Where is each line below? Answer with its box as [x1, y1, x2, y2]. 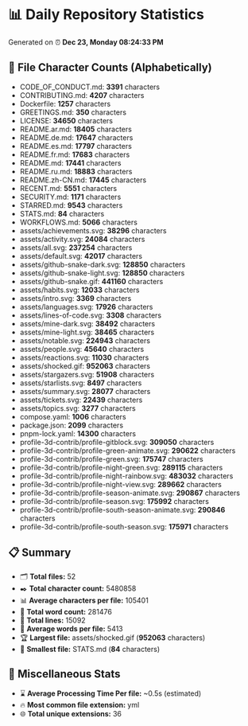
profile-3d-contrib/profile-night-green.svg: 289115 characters [19, 463, 223, 472]
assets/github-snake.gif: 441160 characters [19, 276, 164, 286]
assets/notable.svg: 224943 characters [19, 335, 151, 345]
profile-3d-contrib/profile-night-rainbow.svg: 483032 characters [19, 470, 234, 481]
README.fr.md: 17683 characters [19, 150, 130, 159]
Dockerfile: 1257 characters [19, 99, 111, 108]
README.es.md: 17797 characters [19, 141, 133, 150]
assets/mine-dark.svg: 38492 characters [19, 318, 156, 328]
